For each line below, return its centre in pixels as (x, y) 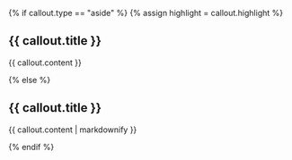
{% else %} (30, 80)
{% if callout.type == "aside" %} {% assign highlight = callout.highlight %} (146, 13)
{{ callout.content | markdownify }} (73, 130)
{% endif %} (31, 147)
